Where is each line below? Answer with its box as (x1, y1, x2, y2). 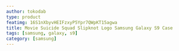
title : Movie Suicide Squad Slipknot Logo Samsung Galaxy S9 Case (6, 25, 173, 31)
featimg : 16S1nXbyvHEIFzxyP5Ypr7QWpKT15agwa (6, 19, 118, 25)
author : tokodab (6, 8, 46, 15)
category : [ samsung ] (6, 36, 57, 42)
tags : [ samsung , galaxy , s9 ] (6, 30, 78, 36)
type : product (6, 14, 41, 20)
